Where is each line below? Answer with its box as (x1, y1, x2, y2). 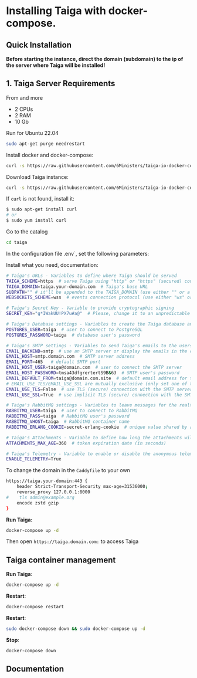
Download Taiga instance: (6, 173, 69, 180)
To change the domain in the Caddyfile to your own (6, 467, 131, 474)
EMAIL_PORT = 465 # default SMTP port (6, 359, 101, 365)
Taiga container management (6, 555, 116, 565)
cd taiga (6, 239, 28, 246)
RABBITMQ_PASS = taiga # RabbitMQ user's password (6, 413, 130, 419)
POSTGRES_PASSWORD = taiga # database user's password (6, 332, 141, 338)
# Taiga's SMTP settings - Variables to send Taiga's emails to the (6, 343, 177, 348)
